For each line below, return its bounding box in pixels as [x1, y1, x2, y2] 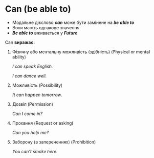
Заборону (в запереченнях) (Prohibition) [12, 139, 96, 145]
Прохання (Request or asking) [12, 120, 74, 126]
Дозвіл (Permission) [12, 101, 54, 107]
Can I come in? [12, 111, 43, 117]
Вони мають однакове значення [12, 24, 80, 30]
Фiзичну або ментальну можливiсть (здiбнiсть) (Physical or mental [12, 49, 150, 55]
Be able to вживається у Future [12, 30, 78, 36]
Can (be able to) [5, 3, 71, 15]
